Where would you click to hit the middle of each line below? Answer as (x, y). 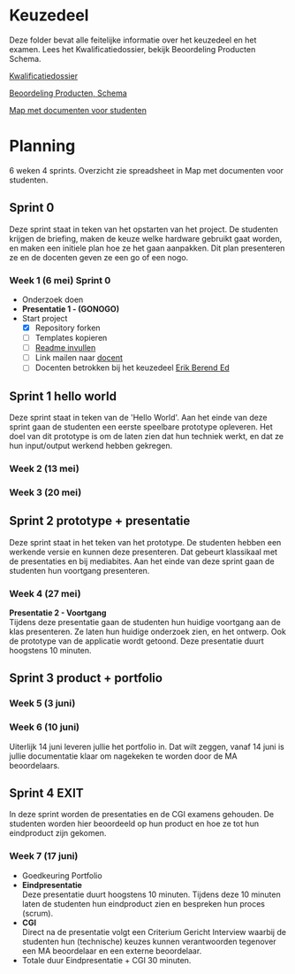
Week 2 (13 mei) (44, 468)
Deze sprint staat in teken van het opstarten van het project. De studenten (144, 229)
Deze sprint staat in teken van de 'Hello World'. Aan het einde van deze (138, 418)
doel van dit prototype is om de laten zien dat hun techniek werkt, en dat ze (147, 437)
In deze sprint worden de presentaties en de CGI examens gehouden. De (142, 815)
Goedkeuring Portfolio (62, 875)
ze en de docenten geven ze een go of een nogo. (99, 257)
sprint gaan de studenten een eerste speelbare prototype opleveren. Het (141, 427)
